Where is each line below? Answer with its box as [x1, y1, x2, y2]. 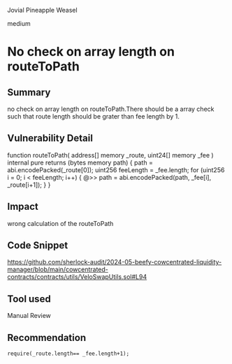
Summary [7, 86, 51, 98]
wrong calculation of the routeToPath [7, 219, 114, 227]
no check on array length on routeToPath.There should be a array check [7, 105, 215, 113]
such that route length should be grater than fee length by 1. [7, 112, 180, 121]
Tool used [7, 293, 51, 305]
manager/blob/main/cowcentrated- [7, 265, 108, 274]
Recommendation [7, 331, 86, 344]
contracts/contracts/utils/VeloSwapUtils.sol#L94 [7, 273, 147, 281]
